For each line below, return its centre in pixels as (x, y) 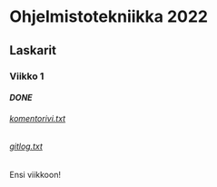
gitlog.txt (26, 146)
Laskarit (33, 50)
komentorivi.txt (38, 118)
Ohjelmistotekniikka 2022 (109, 17)
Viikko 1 (27, 76)
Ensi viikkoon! (35, 174)
